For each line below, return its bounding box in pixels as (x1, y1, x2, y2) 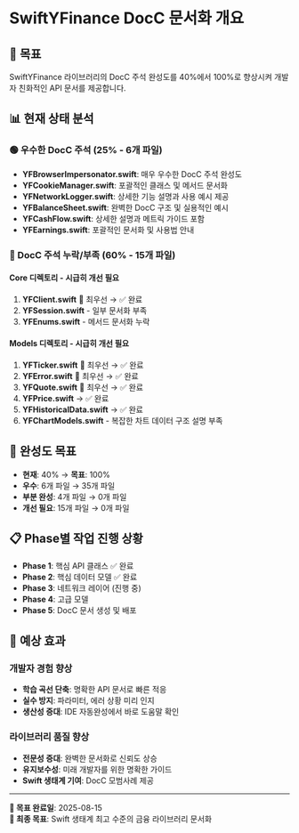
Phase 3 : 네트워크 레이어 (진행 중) (21, 582, 142, 593)
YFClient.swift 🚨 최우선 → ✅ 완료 (21, 294, 143, 304)
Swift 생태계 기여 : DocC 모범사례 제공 (21, 775, 154, 786)
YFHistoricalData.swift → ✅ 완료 (21, 404, 144, 415)
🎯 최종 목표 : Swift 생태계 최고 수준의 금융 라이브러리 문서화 (9, 813, 212, 824)
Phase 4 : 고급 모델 (21, 594, 89, 604)
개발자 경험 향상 (9, 662, 73, 675)
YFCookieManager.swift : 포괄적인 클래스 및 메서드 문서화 (21, 180, 229, 190)
